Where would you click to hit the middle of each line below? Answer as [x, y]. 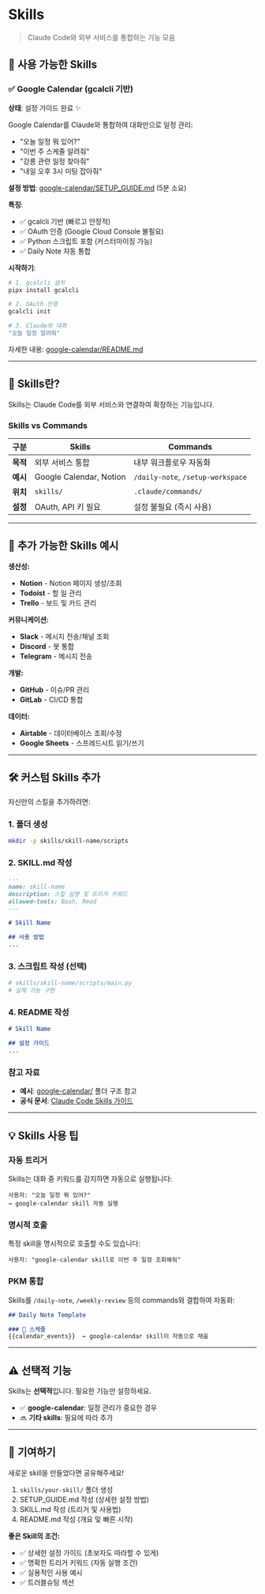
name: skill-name [37, 887]
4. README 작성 [39, 1012]
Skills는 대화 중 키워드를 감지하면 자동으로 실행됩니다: [90, 1179]
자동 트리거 [28, 1160]
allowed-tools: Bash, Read [52, 902]
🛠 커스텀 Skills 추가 [54, 778]
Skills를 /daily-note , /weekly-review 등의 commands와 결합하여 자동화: [121, 1300]
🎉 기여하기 [32, 1452]
